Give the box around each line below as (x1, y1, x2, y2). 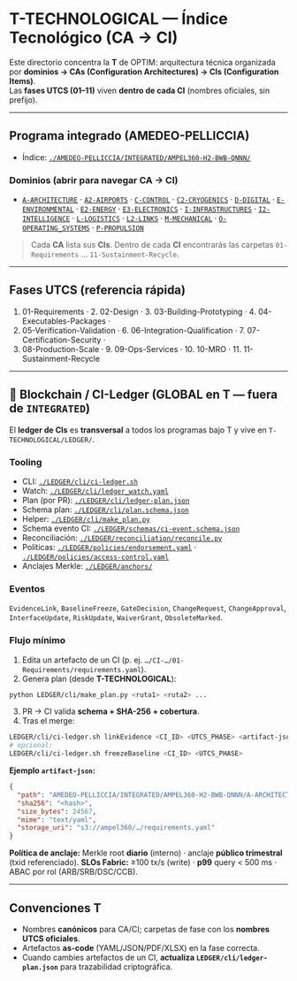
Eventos (9, 582, 46, 594)
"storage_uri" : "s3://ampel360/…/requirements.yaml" (17, 824, 216, 832)
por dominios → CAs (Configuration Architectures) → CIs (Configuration (9, 66, 279, 77)
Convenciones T (9, 901, 102, 916)
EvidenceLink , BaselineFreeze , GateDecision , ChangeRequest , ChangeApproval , (9, 602, 287, 614)
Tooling (9, 456, 42, 468)
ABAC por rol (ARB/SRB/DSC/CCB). (9, 867, 139, 878)
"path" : (17, 790, 46, 800)
